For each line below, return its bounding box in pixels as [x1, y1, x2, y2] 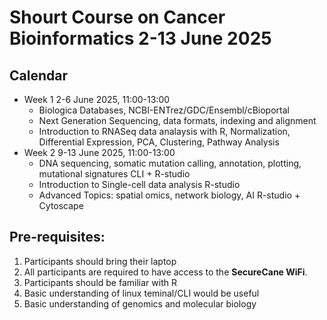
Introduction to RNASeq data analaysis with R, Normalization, [38, 126, 291, 137]
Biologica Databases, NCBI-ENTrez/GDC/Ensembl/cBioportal [38, 104, 290, 116]
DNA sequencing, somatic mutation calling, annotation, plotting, [38, 157, 302, 169]
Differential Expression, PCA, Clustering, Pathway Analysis [38, 136, 280, 148]
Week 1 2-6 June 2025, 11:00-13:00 [23, 94, 171, 105]
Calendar [9, 67, 68, 84]
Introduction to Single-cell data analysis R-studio [38, 179, 241, 190]
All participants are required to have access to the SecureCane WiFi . [23, 266, 308, 278]
